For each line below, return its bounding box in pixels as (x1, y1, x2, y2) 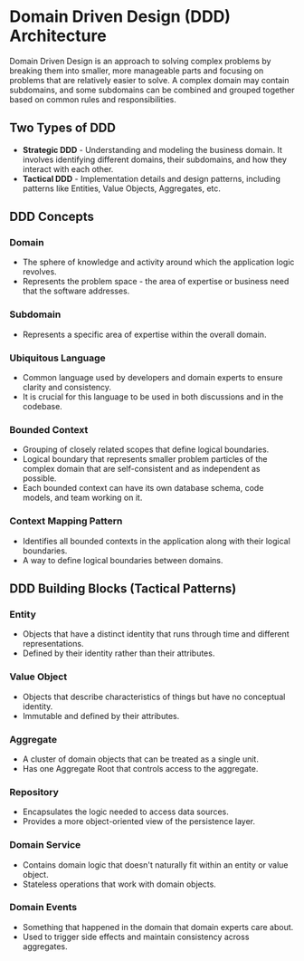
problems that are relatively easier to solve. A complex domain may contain (9, 74, 290, 85)
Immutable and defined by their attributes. (22, 710, 180, 721)
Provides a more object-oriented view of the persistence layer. (22, 816, 256, 827)
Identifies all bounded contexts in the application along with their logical (22, 535, 291, 546)
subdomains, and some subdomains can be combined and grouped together (9, 84, 295, 95)
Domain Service (9, 839, 81, 851)
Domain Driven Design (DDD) (9, 6, 231, 27)
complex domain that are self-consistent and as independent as (22, 464, 261, 475)
